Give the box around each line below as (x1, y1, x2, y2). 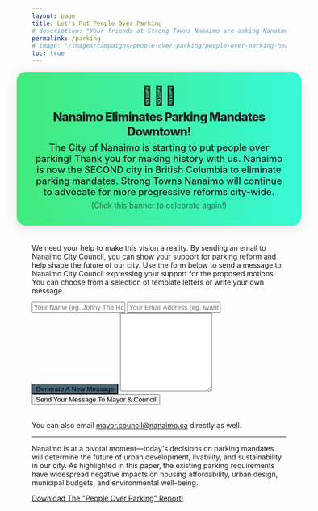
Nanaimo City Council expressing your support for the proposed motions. (31, 269, 276, 279)
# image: (31, 42, 61, 50)
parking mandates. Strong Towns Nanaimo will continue (36, 175, 282, 187)
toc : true (31, 49, 65, 57)
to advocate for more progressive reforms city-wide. (43, 186, 275, 198)
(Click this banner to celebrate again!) (90, 201, 228, 211)
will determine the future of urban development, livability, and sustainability (31, 452, 282, 462)
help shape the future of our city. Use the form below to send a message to (31, 260, 282, 270)
